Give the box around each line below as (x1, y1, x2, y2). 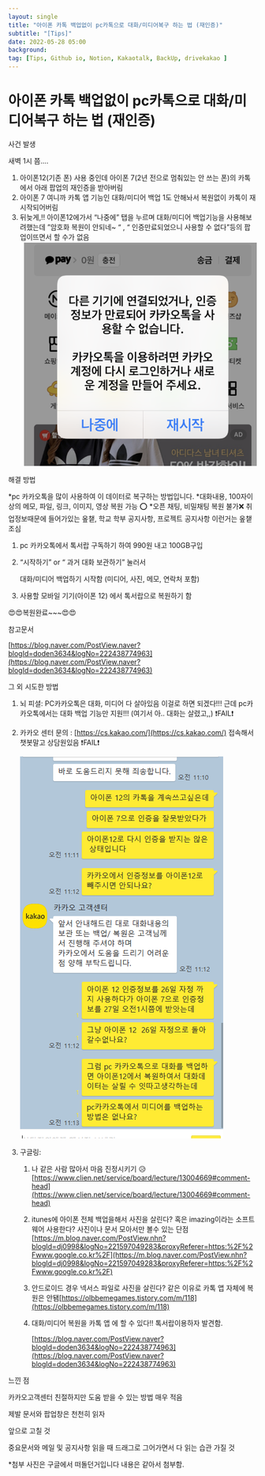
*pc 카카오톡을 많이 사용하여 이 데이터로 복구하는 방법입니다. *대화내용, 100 (8, 491, 241, 501)
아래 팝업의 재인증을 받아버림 (34, 183, 124, 192)
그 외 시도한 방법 (8, 681, 59, 691)
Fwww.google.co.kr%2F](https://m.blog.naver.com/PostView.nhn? (31, 1250, 248, 1259)
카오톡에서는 (19, 708, 59, 718)
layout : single (8, 13, 58, 21)
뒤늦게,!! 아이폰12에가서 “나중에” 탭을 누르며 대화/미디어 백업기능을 (19, 212, 225, 221)
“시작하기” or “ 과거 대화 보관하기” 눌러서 (19, 557, 146, 567)
